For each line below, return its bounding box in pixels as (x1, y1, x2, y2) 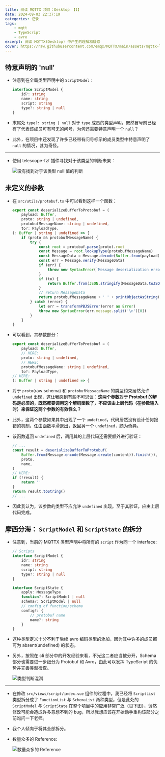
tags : (5, 21, 16, 26)
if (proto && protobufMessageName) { (21, 235, 99, 240)
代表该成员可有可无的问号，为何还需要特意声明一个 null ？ (21, 126, 139, 132)
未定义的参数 (5, 184, 44, 192)
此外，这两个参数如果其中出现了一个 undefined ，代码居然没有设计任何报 (12, 417, 159, 423)
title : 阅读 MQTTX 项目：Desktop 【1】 (5, 7, 82, 12)
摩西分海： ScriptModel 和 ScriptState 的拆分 (5, 525, 142, 534)
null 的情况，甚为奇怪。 (12, 142, 61, 148)
